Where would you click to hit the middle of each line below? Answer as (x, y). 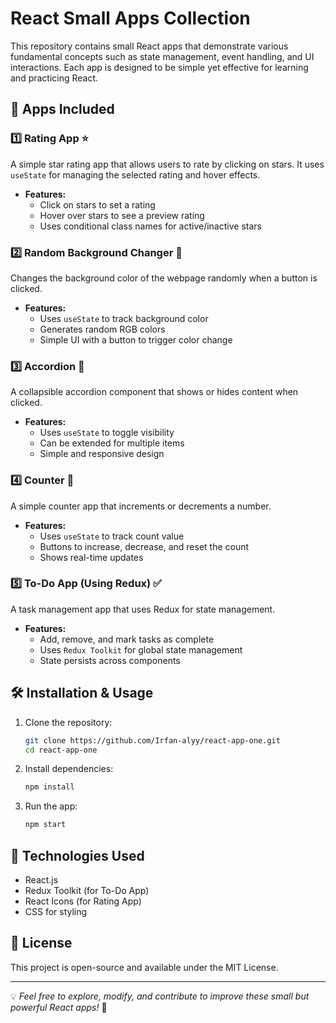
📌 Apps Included (62, 109)
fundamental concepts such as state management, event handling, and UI (162, 56)
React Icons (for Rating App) (83, 901)
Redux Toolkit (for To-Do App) (87, 890)
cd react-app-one (61, 750)
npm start (45, 825)
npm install (49, 787)
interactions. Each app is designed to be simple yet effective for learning (159, 67)
